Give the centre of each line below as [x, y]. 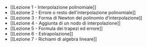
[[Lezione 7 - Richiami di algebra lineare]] [53, 39]
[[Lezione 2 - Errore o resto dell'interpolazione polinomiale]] [73, 12]
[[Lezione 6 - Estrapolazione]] [41, 34]
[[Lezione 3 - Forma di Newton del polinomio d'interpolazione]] [76, 18]
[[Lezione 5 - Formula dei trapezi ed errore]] [56, 28]
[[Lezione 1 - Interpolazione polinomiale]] [53, 7]
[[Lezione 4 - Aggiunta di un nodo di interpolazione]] [65, 23]
